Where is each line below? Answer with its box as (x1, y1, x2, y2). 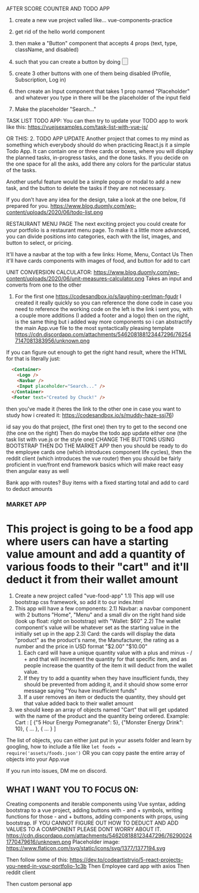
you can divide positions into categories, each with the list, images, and (6, 233, 182, 240)
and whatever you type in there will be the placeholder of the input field (14, 94, 191, 101)
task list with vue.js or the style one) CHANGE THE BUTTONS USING (6, 435, 175, 443)
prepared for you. (6, 203, 49, 210)
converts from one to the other (6, 281, 82, 288)
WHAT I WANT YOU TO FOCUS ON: (6, 785, 139, 795)
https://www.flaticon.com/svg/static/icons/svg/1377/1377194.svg (6, 845, 166, 852)
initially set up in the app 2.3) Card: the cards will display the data (14, 630, 176, 637)
